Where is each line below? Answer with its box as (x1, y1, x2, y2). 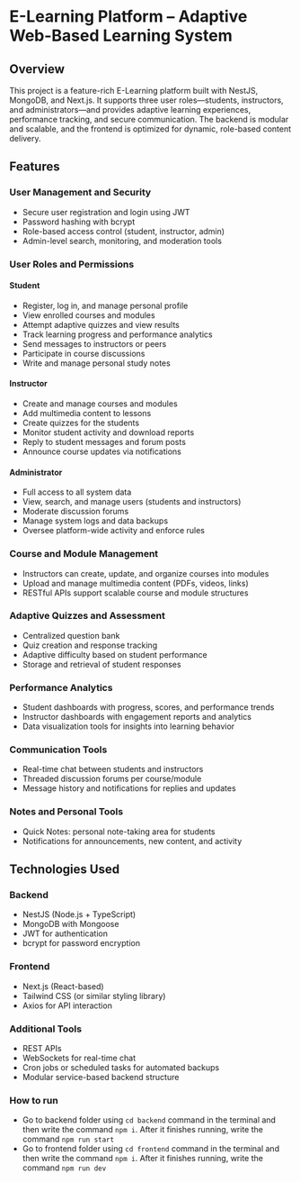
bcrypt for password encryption (22, 938, 141, 949)
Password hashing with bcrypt (22, 216, 136, 227)
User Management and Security (9, 186, 152, 199)
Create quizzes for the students (22, 417, 140, 429)
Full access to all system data (22, 486, 132, 497)
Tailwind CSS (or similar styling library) (22, 990, 166, 1001)
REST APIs (22, 1042, 62, 1053)
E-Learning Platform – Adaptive (9, 6, 248, 27)
